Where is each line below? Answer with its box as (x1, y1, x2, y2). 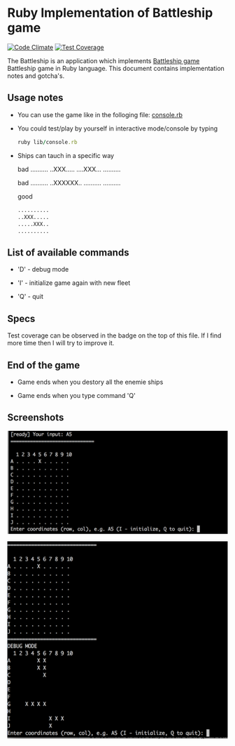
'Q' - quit (17, 293, 44, 301)
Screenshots (7, 412, 64, 424)
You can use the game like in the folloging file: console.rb (17, 110, 183, 119)
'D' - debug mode (17, 265, 69, 274)
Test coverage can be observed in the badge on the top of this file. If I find (7, 331, 222, 340)
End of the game (7, 359, 80, 371)
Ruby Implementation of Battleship (7, 5, 213, 21)
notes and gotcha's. (7, 72, 65, 80)
